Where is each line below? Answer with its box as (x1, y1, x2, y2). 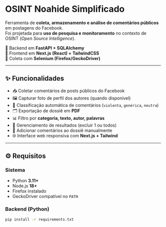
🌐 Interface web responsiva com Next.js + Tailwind (12, 132, 118, 138)
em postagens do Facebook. (5, 25, 63, 31)
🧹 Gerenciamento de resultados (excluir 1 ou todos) (12, 122, 117, 128)
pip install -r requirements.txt (5, 217, 74, 222)
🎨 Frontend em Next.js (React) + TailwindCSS (5, 50, 99, 56)
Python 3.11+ (12, 178, 39, 184)
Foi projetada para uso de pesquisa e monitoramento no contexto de (5, 30, 147, 36)
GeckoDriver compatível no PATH (12, 194, 78, 199)
